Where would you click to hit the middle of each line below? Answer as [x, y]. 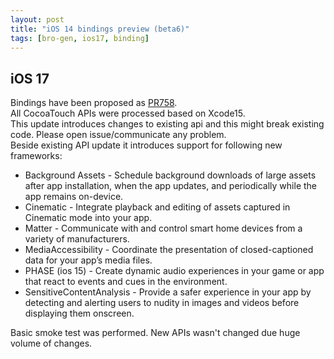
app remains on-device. [74, 197]
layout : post [37, 19]
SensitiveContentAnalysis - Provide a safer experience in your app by [168, 292]
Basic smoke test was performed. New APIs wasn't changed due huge [155, 333]
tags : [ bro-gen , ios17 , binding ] [80, 38]
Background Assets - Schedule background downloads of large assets [170, 175]
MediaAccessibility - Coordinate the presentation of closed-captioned [169, 250]
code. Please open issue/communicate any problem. [118, 135]
